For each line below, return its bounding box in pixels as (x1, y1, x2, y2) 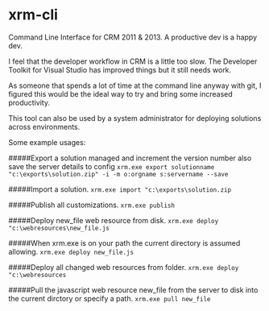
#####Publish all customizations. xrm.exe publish (8, 200, 176, 209)
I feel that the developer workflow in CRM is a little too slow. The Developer (8, 56, 258, 66)
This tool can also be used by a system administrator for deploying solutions (8, 113, 262, 122)
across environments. (8, 122, 81, 131)
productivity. (8, 97, 51, 107)
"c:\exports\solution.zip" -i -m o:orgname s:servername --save (8, 170, 229, 178)
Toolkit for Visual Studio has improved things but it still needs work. (8, 64, 232, 74)
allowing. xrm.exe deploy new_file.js (8, 247, 134, 256)
